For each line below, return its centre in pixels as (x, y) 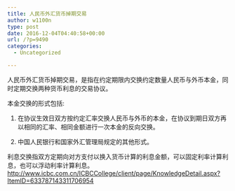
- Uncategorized (37, 53)
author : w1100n (29, 20)
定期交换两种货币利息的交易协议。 (62, 88)
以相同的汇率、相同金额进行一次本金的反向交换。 (88, 127)
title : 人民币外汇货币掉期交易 (47, 14)
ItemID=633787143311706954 (51, 181)
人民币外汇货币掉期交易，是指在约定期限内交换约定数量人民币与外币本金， (115, 79)
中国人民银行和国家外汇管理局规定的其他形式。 (85, 141)
